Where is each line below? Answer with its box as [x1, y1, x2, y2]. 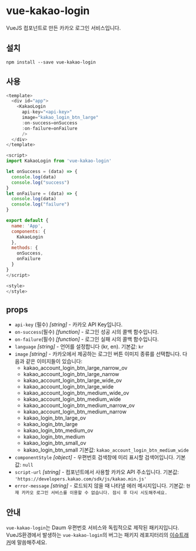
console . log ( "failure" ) [11, 201, 69, 207]
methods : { [11, 245, 38, 251]
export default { [6, 218, 49, 224]
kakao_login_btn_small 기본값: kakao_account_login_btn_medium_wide [23, 446, 190, 454]
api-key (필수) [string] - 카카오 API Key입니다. [14, 321, 123, 328]
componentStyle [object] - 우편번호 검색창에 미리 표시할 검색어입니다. [14, 454, 175, 461]
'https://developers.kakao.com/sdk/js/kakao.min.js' [14, 476, 147, 482]
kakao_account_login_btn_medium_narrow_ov [23, 402, 135, 409]
